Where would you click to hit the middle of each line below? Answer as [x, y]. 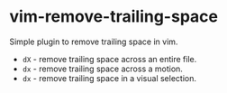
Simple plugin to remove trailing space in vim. [94, 42]
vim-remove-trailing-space [114, 17]
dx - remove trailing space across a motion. [102, 69]
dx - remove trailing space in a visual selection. [109, 78]
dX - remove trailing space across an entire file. [109, 59]
